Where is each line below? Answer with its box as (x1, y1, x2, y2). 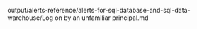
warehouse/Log (7, 13, 53, 22)
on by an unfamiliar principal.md (54, 13, 149, 22)
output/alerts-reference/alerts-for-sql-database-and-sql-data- (7, 6, 191, 14)
